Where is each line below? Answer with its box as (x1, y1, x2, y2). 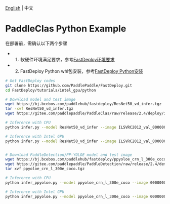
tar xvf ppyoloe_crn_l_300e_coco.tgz (5, 167, 85, 172)
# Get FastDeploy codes (5, 78, 56, 83)
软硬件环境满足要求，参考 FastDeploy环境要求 (20, 56, 115, 62)
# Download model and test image (5, 97, 76, 102)
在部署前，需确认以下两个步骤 (5, 40, 67, 46)
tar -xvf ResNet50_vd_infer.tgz (5, 106, 73, 111)
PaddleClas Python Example (5, 23, 126, 34)
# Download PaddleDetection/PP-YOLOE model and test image (5, 152, 133, 157)
